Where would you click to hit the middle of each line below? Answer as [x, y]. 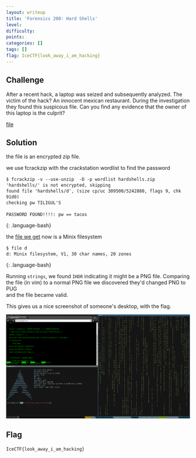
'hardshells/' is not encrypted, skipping [58, 185]
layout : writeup [26, 12]
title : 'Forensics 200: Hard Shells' [52, 18]
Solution [22, 143]
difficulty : [20, 31]
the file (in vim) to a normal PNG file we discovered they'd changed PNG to [96, 283]
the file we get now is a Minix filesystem [54, 237]
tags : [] [17, 50]
